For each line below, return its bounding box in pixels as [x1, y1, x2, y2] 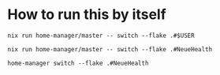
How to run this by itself [7, 6, 166, 24]
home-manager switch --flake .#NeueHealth [7, 59, 149, 67]
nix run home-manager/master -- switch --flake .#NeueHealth [7, 45, 213, 53]
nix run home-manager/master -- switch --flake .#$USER [7, 32, 195, 39]
